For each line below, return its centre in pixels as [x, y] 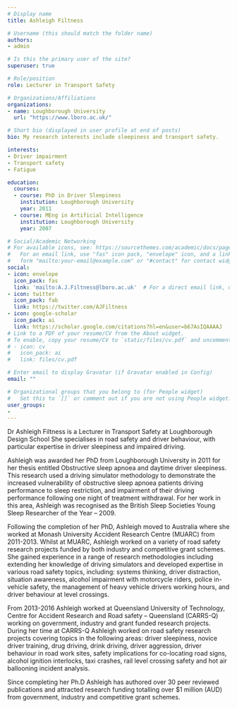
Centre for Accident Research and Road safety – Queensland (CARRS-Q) [113, 616]
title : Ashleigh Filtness [45, 21]
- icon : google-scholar [42, 314]
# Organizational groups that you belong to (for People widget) [105, 392]
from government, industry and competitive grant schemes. [94, 697]
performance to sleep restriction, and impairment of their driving [101, 491]
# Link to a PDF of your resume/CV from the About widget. [96, 333]
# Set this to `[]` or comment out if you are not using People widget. [120, 398]
